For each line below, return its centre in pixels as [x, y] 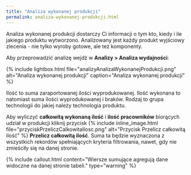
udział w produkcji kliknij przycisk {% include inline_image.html [82, 123]
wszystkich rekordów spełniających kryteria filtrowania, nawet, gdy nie [91, 142]
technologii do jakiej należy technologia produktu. [66, 105]
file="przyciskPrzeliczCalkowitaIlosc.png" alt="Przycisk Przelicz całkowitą [96, 129]
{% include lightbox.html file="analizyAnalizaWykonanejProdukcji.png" [91, 69]
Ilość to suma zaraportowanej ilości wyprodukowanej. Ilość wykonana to [93, 93]
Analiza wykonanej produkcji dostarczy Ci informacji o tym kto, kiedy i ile [94, 33]
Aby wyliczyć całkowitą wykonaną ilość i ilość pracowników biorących [93, 117]
